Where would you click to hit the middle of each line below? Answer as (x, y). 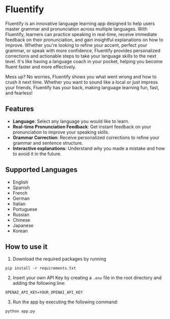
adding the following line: (39, 283)
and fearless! (19, 93)
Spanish (21, 188)
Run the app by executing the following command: (65, 302)
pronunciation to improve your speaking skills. (61, 132)
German (21, 198)
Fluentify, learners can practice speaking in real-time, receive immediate (81, 34)
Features (20, 109)
